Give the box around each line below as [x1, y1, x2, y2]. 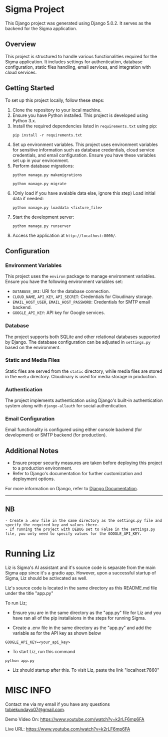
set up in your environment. [12, 157, 69, 164]
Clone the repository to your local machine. [12, 107, 101, 113]
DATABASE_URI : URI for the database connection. [12, 288, 110, 294]
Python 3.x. [12, 117, 36, 123]
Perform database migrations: [12, 163, 74, 169]
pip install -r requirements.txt [12, 132, 82, 137]
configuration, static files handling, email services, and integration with [5, 64, 151, 70]
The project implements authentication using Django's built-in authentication [5, 397, 163, 403]
